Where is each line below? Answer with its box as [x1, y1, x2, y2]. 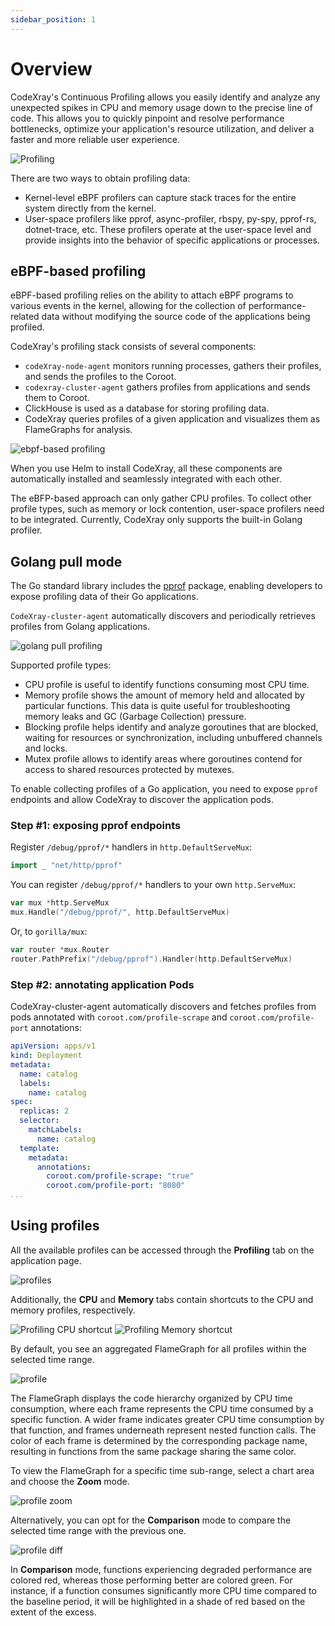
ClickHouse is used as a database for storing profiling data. [24, 402, 270, 415]
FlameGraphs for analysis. [24, 424, 133, 436]
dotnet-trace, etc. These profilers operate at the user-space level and [24, 223, 312, 235]
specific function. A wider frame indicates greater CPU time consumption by [10, 1413, 325, 1425]
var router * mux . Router [10, 945, 110, 955]
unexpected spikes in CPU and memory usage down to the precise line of [10, 101, 313, 113]
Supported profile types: [10, 659, 112, 671]
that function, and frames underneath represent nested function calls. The [10, 1424, 317, 1436]
